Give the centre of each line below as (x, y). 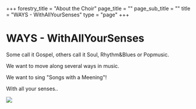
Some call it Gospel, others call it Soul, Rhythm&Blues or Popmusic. (88, 54)
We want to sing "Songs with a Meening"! (57, 77)
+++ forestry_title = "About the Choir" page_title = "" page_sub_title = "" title (98, 8)
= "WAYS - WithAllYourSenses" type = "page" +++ (68, 15)
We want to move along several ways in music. (63, 66)
